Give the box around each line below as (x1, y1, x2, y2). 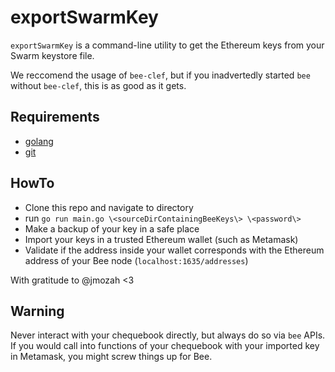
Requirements (10, 109, 100, 126)
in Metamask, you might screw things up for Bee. (10, 351, 213, 363)
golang (24, 135, 54, 147)
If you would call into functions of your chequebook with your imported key (10, 340, 320, 352)
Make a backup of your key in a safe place (24, 222, 200, 235)
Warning (10, 302, 65, 320)
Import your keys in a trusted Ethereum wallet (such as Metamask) (24, 233, 299, 245)
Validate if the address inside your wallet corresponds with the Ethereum (24, 244, 325, 256)
